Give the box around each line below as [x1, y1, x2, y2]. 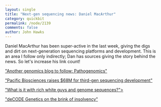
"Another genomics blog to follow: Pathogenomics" [5, 68, 108, 73]
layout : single [5, 7, 36, 12]
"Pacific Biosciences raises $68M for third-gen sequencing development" [5, 77, 153, 83]
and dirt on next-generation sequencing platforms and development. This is [5, 48, 156, 54]
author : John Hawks [5, 30, 45, 35]
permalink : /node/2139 [5, 20, 51, 26]
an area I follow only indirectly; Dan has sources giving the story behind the [5, 53, 156, 59]
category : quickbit [5, 16, 45, 21]
